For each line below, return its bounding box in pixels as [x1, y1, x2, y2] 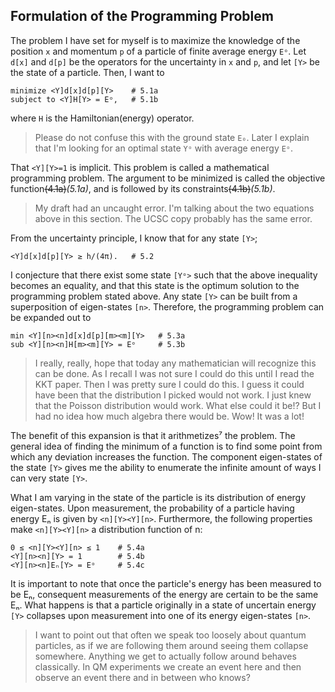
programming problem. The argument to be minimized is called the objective [10, 172, 326, 184]
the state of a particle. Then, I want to [10, 66, 165, 78]
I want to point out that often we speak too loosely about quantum [34, 629, 307, 641]
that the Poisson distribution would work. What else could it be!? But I [34, 399, 322, 411]
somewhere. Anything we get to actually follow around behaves [34, 650, 297, 662]
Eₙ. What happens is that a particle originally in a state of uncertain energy [10, 599, 317, 611]
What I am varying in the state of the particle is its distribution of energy [10, 491, 307, 503]
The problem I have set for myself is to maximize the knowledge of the [10, 34, 301, 46]
